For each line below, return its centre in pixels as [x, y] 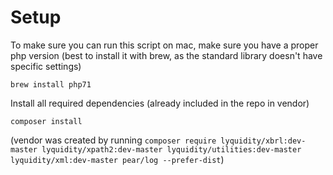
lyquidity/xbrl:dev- [263, 141]
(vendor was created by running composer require [113, 140]
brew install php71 [51, 84]
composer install [46, 121]
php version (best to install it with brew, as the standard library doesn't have [166, 55]
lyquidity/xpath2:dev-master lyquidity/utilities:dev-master [171, 149]
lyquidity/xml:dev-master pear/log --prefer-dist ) [117, 159]
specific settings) [46, 66]
